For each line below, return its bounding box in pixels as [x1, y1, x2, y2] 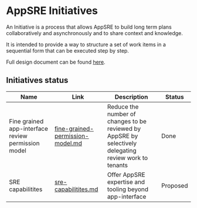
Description [114, 92, 148, 100]
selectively [107, 139, 137, 147]
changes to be [107, 117, 147, 125]
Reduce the [107, 102, 139, 110]
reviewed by [107, 124, 141, 133]
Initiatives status [6, 75, 69, 85]
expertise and [107, 178, 145, 186]
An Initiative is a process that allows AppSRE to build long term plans [6, 23, 172, 30]
